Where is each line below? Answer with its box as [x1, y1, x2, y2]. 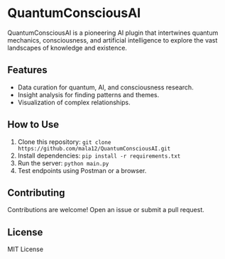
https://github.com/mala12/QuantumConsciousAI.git [17, 145, 171, 152]
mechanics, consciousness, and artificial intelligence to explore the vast [7, 35, 218, 44]
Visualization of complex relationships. [17, 98, 131, 106]
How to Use [7, 119, 60, 131]
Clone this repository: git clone [17, 137, 111, 146]
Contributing [7, 187, 65, 199]
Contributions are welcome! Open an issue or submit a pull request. [7, 206, 204, 214]
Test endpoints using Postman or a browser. [17, 166, 147, 175]
